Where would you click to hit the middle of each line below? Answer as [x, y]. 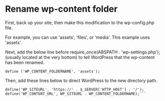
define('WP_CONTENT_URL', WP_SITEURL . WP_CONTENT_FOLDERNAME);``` [76, 94]
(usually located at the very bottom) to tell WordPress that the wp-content [80, 57]
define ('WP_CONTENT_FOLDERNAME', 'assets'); [52, 71]
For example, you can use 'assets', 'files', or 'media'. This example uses [78, 37]
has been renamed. [25, 62]
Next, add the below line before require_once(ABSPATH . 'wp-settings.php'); [82, 52]
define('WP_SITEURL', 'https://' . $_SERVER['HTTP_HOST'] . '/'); [75, 89]
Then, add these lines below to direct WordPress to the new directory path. [81, 80]
